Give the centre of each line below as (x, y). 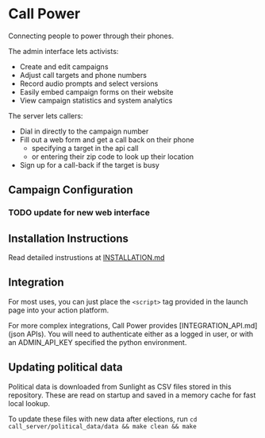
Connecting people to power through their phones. (91, 36)
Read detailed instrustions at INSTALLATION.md (86, 258)
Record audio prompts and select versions (89, 83)
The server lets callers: (46, 115)
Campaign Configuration (71, 190)
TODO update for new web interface (79, 213)
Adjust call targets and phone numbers (83, 75)
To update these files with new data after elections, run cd (103, 419)
